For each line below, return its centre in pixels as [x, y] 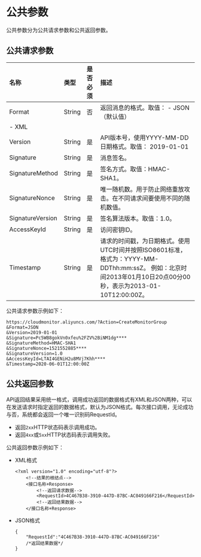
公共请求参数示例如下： [35, 311]
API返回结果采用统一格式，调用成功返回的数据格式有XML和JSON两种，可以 [99, 399]
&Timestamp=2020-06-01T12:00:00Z [48, 364]
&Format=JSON [22, 327]
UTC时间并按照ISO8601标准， [143, 250]
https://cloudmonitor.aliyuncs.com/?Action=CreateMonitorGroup [87, 322]
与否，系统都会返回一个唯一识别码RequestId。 [63, 414]
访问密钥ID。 [118, 229]
